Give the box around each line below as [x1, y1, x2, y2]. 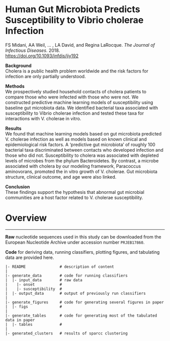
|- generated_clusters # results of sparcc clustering [5, 331, 128, 336]
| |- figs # [5, 304, 62, 309]
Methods [5, 83, 25, 89]
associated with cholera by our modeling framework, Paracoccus [5, 163, 141, 169]
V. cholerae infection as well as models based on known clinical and [5, 136, 147, 142]
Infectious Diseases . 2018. [5, 47, 60, 53]
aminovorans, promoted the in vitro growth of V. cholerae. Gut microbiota [5, 168, 158, 175]
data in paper [5, 317, 35, 323]
